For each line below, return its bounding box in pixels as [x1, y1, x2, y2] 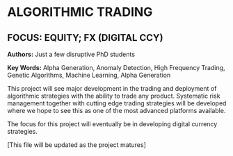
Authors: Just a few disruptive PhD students [7, 50, 136, 58]
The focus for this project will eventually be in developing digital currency [7, 120, 218, 128]
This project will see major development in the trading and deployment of [7, 85, 217, 92]
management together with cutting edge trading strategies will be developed [7, 99, 227, 107]
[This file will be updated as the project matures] [7, 141, 146, 149]
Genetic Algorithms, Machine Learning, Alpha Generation [7, 71, 171, 79]
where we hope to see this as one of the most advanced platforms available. [7, 107, 226, 114]
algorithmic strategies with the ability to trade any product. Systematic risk [7, 92, 220, 100]
